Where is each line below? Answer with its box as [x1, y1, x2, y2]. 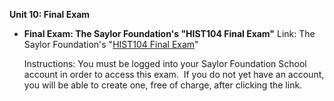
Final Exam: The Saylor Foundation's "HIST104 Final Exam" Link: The [23, 28, 316, 39]
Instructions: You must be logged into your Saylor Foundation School [23, 58, 307, 69]
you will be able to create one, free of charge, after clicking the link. [23, 79, 303, 91]
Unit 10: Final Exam [9, 9, 91, 20]
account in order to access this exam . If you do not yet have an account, [23, 69, 325, 80]
